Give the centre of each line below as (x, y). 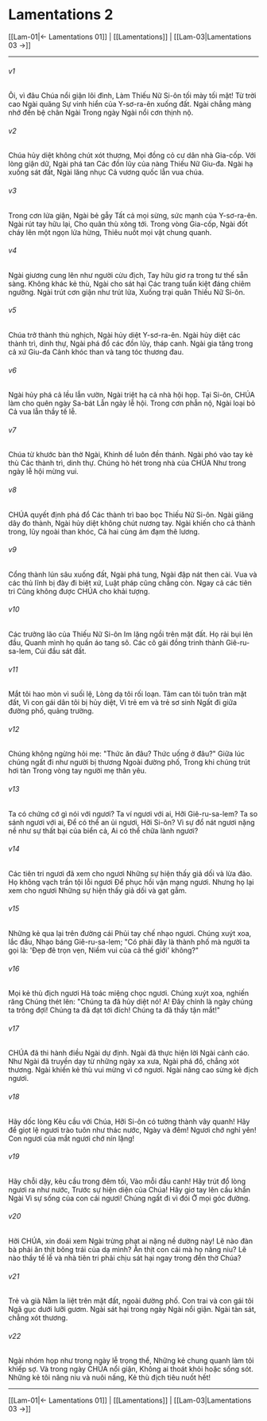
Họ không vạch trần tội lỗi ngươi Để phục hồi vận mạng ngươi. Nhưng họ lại (131, 882)
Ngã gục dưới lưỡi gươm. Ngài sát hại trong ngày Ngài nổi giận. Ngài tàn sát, (132, 1309)
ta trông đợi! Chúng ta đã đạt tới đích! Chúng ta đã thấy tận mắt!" (114, 1010)
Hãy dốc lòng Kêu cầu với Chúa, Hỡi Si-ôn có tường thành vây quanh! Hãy (129, 1122)
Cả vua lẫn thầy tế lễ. (43, 412)
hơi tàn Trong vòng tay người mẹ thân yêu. (77, 771)
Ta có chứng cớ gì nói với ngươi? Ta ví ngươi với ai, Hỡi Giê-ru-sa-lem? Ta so (133, 813)
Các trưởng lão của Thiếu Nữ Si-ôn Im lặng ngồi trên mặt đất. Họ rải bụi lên (130, 634)
